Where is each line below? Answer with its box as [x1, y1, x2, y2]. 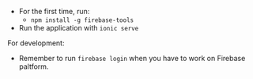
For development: [7, 38, 65, 48]
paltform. [18, 62, 49, 71]
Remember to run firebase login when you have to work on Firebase [18, 54, 246, 63]
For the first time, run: [18, 7, 90, 16]
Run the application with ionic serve [18, 23, 139, 32]
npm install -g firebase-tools [30, 16, 134, 24]
